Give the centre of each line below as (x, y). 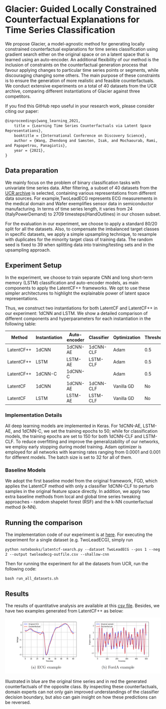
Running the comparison (44, 523)
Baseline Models (25, 470)
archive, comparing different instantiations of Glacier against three (73, 91)
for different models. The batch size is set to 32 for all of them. (69, 457)
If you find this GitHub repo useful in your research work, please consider (80, 106)
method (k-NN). (21, 507)
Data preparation (32, 171)
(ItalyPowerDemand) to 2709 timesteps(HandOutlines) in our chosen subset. (83, 214)
